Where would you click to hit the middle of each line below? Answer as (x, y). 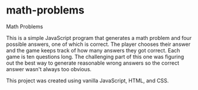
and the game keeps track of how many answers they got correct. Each (93, 50)
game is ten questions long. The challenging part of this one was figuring (95, 56)
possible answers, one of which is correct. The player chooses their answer (98, 44)
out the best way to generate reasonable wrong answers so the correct (93, 63)
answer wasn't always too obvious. (49, 69)
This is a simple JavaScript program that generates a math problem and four (99, 38)
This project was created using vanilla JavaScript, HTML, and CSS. (87, 81)
